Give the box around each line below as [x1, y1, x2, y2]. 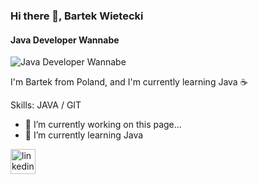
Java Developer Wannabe [10, 34, 120, 46]
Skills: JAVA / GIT [10, 99, 82, 111]
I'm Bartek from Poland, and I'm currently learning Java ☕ [10, 76, 248, 88]
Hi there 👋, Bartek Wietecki [10, 9, 144, 23]
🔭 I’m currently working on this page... [24, 119, 182, 131]
